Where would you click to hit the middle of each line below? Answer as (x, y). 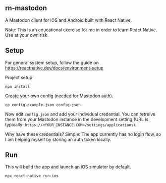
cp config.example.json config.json (43, 105)
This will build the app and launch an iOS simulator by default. (68, 167)
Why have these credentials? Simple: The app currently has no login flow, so (83, 134)
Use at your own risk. (27, 35)
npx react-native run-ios (32, 176)
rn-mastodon (26, 8)
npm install (17, 86)
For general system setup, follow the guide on (52, 62)
